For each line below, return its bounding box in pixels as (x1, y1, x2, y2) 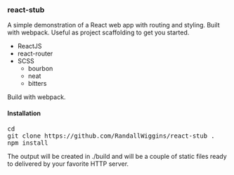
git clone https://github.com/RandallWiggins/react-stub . (7, 131, 216, 140)
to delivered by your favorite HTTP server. (7, 160, 129, 168)
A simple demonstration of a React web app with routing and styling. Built (7, 21, 220, 30)
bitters (27, 79, 47, 88)
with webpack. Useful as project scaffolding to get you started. (7, 28, 190, 37)
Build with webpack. (7, 93, 66, 101)
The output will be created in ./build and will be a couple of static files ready (7, 152, 227, 160)
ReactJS (17, 42, 42, 51)
